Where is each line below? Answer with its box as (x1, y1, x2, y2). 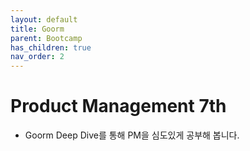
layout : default (10, 14, 78, 25)
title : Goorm (10, 24, 65, 34)
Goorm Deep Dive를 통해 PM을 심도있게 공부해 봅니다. (24, 129, 240, 141)
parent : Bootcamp (10, 33, 83, 43)
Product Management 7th (10, 95, 227, 118)
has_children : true (10, 42, 92, 53)
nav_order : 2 (10, 52, 65, 62)
